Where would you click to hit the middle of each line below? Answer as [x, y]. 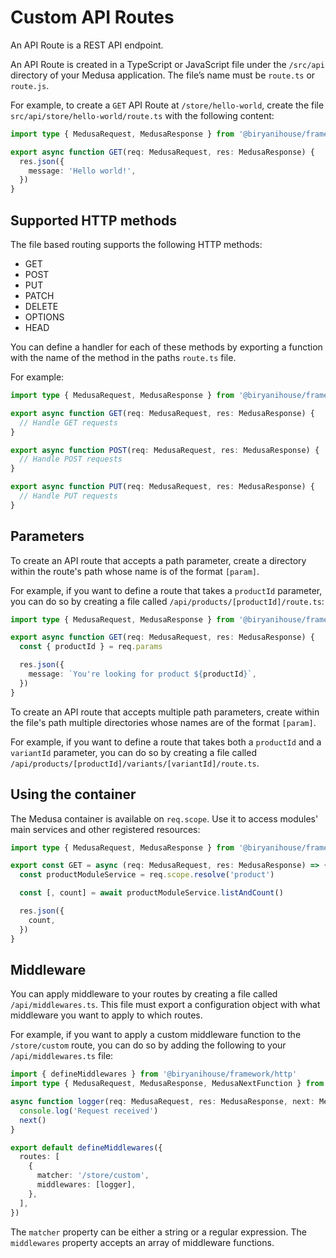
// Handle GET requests [68, 422]
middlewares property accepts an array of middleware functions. [142, 1242]
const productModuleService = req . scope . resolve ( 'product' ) [147, 875]
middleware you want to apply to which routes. [106, 1015]
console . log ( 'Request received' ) [89, 1111]
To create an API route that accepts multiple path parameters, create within [165, 712]
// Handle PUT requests [68, 496]
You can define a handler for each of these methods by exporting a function [166, 347]
